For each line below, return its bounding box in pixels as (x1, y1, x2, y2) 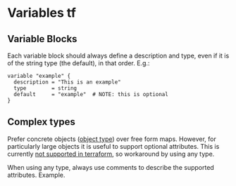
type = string (13, 85, 77, 92)
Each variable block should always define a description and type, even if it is (7, 51, 230, 60)
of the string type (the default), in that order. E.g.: (7, 59, 150, 67)
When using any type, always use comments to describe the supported (7, 163, 215, 171)
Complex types (7, 116, 76, 128)
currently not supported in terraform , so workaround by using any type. (7, 150, 215, 158)
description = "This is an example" (13, 79, 121, 86)
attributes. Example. (7, 171, 66, 179)
